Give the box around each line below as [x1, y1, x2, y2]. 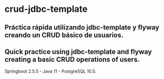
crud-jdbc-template [4, 3, 88, 15]
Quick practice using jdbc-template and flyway [4, 47, 152, 56]
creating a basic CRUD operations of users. [4, 55, 140, 64]
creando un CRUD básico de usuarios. [4, 31, 124, 39]
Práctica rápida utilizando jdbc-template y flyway [4, 23, 160, 32]
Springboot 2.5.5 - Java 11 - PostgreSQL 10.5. [4, 68, 97, 75]
